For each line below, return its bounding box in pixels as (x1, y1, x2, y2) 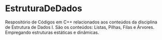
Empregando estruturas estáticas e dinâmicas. (5, 29, 99, 35)
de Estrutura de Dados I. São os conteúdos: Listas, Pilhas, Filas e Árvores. (5, 24, 155, 30)
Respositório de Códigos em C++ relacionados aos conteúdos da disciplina (5, 19, 158, 25)
